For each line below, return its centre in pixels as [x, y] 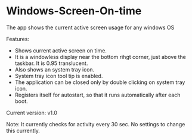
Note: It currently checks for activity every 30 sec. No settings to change [96, 124]
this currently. [23, 130]
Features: [18, 39]
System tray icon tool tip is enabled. [59, 76]
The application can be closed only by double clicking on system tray [100, 82]
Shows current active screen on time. [61, 50]
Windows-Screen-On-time [74, 11]
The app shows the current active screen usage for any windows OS [90, 27]
